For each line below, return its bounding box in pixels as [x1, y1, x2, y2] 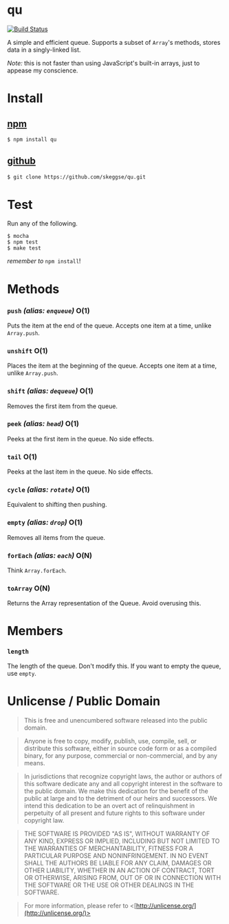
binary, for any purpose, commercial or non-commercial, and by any [23, 751, 218, 760]
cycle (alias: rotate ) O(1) [7, 485, 91, 494]
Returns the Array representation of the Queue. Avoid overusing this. [7, 599, 201, 607]
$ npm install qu [7, 136, 57, 143]
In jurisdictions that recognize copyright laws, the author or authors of [23, 772, 222, 781]
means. [23, 759, 45, 767]
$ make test [7, 245, 41, 252]
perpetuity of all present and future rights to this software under [23, 809, 206, 817]
